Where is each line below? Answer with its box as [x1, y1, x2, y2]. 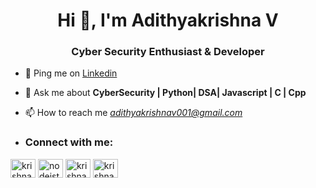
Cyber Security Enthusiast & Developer [71, 45, 265, 59]
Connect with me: [24, 135, 114, 149]
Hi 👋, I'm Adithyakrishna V [57, 9, 279, 32]
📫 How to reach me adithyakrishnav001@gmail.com [24, 107, 243, 119]
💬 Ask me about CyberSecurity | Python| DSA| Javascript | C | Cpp [24, 87, 307, 99]
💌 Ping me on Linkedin [24, 67, 118, 79]
